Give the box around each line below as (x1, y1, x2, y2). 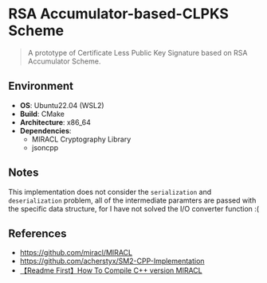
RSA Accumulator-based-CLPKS (8, 5, 230, 23)
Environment (8, 79, 74, 93)
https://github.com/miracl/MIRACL (19, 248, 133, 258)
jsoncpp (31, 142, 59, 152)
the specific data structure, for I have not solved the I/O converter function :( (8, 204, 260, 213)
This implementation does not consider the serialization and (8, 187, 212, 196)
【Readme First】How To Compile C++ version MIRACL (19, 266, 202, 275)
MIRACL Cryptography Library (31, 134, 132, 144)
